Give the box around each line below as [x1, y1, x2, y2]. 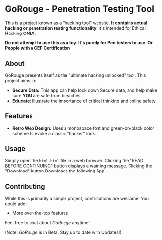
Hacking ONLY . [5, 30, 36, 36]
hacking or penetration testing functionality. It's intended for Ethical [5, 25, 146, 31]
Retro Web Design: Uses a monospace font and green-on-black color [12, 125, 154, 131]
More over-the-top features [12, 210, 68, 216]
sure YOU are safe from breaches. [12, 92, 82, 98]
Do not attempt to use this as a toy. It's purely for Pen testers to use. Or [5, 39, 153, 45]
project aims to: [5, 77, 37, 83]
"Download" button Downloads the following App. [5, 168, 106, 174]
